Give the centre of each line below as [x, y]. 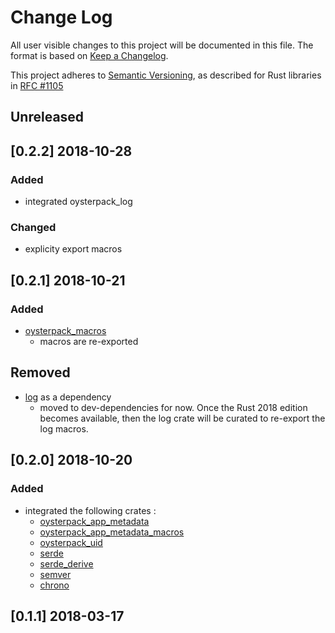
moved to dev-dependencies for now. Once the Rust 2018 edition [173, 407]
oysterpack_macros [65, 330]
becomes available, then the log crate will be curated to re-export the [182, 418]
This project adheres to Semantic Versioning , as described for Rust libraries [166, 75]
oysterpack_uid [71, 542]
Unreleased [47, 117]
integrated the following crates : [90, 510]
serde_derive [66, 563]
